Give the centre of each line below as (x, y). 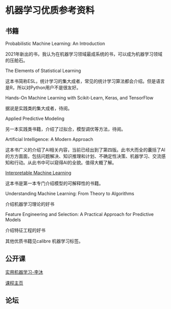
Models (13, 220)
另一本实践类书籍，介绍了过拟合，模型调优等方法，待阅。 (65, 129)
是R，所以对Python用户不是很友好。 (43, 88)
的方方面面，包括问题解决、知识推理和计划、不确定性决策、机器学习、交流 (83, 156)
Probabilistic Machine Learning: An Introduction (55, 43)
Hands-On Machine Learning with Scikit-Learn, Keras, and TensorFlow (79, 98)
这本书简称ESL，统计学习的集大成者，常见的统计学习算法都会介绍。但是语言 (85, 81)
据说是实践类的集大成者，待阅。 (39, 108)
